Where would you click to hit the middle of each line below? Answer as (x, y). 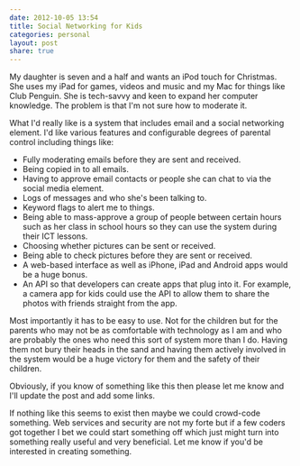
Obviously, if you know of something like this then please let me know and (147, 386)
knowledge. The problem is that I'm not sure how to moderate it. (128, 105)
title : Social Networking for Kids (76, 26)
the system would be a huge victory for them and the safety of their (135, 359)
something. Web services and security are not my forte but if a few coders (147, 423)
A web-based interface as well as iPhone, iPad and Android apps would (155, 265)
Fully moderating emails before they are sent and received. (132, 160)
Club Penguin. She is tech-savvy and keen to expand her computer (134, 96)
